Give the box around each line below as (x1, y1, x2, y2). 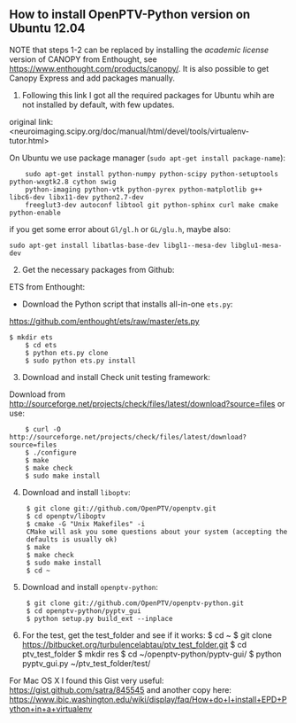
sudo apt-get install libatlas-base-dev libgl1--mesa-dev (9, 241, 227, 250)
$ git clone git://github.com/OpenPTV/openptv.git (26, 504, 216, 513)
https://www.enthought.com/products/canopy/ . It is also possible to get (9, 63, 269, 74)
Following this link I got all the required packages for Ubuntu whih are (21, 89, 275, 100)
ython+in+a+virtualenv (9, 704, 93, 714)
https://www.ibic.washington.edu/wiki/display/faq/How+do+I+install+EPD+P (9, 694, 287, 704)
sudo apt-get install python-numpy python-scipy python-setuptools (25, 169, 278, 178)
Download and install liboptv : (21, 486, 131, 497)
